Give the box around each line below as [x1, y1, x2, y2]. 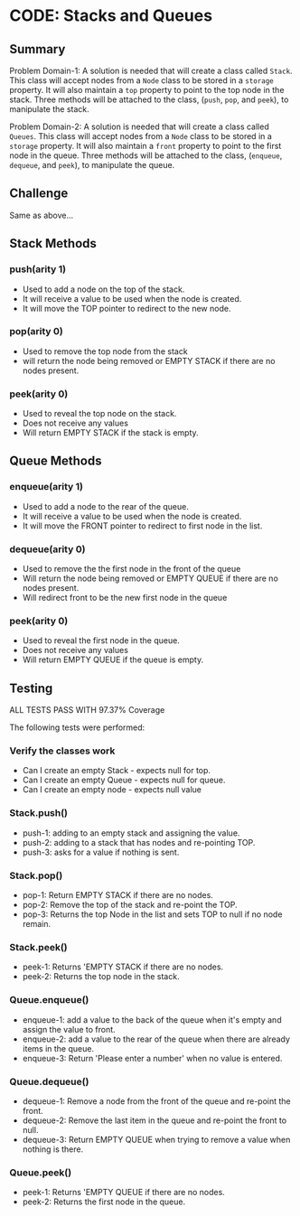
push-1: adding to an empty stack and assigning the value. [22, 828, 240, 838]
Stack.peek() [9, 941, 68, 953]
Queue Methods [9, 454, 102, 469]
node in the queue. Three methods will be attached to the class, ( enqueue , [9, 150, 283, 161]
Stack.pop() [9, 869, 63, 882]
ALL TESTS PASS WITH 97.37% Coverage [9, 705, 165, 716]
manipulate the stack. [9, 104, 90, 114]
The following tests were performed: [9, 722, 145, 733]
